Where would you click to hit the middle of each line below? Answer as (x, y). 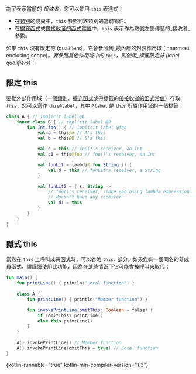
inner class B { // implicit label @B (64, 122)
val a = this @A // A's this (72, 133)
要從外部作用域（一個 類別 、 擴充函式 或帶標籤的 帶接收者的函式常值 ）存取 (93, 98)
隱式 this (22, 244)
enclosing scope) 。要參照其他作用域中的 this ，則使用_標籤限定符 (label (93, 55)
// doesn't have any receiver (85, 197)
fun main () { (22, 278)
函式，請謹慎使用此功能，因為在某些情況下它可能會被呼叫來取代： (90, 267)
